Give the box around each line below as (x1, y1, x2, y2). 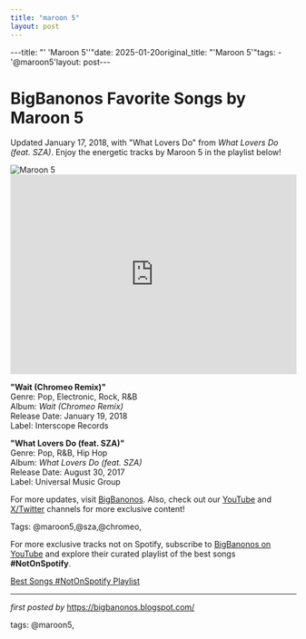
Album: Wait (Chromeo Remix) (10, 401, 123, 412)
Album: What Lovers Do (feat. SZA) (10, 457, 143, 468)
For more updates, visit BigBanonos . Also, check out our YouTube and (10, 494, 271, 505)
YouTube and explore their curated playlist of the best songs (10, 548, 236, 559)
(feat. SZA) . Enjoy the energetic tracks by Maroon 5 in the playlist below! (10, 147, 282, 158)
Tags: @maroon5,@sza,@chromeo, (10, 521, 142, 532)
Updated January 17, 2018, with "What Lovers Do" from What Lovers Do (10, 137, 279, 148)
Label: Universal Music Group (10, 477, 121, 487)
